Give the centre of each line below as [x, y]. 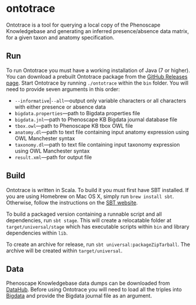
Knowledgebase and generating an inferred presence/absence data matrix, [98, 31]
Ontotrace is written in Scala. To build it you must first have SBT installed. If [97, 190]
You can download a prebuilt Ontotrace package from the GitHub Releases [97, 76]
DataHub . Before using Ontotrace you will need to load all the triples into [94, 290]
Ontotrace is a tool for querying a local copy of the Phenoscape [83, 25]
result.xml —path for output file [53, 157]
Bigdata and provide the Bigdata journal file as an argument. [79, 296]
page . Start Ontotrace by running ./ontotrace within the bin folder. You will [97, 83]
